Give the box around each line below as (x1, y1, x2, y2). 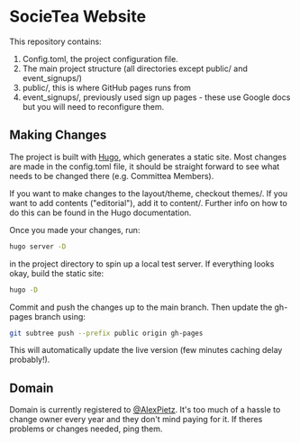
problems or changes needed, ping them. (9, 423, 163, 434)
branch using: (34, 311, 86, 321)
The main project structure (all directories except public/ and (22, 63, 248, 74)
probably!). (9, 354, 50, 366)
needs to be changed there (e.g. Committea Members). (9, 170, 214, 181)
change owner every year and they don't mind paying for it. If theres (9, 414, 263, 425)
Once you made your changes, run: (9, 224, 141, 235)
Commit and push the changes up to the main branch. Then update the (9, 302, 273, 312)
